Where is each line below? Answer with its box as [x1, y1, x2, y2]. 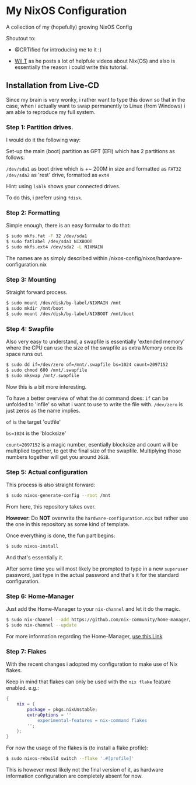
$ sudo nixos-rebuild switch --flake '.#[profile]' [6, 756, 134, 762]
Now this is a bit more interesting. [6, 383, 87, 390]
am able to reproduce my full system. [6, 108, 96, 115]
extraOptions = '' [27, 712, 72, 718]
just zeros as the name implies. [6, 407, 80, 414]
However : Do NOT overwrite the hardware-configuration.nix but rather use [6, 514, 188, 521]
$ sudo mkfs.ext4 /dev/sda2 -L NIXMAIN [6, 244, 103, 250]
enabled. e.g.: [6, 684, 39, 691]
